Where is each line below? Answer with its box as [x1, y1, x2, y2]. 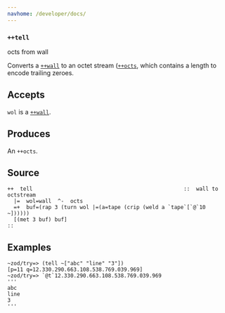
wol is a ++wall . [7, 107, 51, 116]
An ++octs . [7, 147, 38, 155]
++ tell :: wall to [7, 185, 219, 193]
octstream [7, 192, 37, 199]
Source [7, 166, 40, 179]
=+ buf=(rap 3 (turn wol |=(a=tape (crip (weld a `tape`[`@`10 [13, 204, 206, 211]
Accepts [7, 89, 45, 101]
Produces [7, 128, 51, 140]
